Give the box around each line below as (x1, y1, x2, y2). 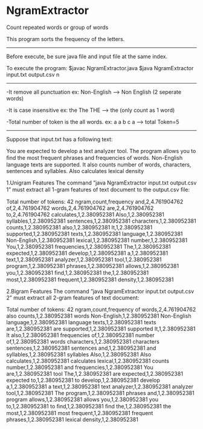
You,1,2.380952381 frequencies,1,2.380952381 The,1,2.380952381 (6, 243, 171, 250)
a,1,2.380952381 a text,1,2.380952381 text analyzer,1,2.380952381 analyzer (6, 382, 193, 390)
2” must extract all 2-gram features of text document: (6, 294, 140, 301)
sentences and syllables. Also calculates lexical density (6, 167, 144, 174)
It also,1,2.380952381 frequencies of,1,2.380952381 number (6, 331, 155, 339)
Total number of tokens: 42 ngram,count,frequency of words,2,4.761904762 (6, 306, 196, 313)
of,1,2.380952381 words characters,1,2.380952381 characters (6, 338, 160, 345)
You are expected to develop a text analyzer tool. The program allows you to (6, 147, 196, 154)
